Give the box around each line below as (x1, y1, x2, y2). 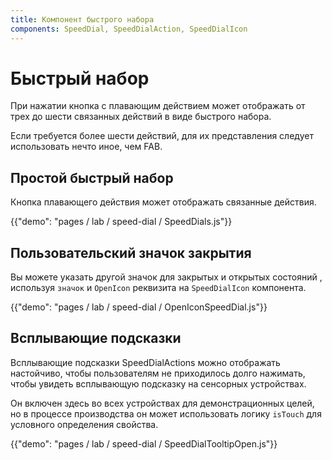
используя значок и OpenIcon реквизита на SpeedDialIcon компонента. (10, 282, 307, 294)
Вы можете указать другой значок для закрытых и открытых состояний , (10, 271, 323, 283)
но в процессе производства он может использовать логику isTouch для (10, 407, 322, 420)
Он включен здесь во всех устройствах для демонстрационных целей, (10, 397, 315, 409)
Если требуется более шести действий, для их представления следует (10, 130, 314, 142)
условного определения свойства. (10, 418, 159, 430)
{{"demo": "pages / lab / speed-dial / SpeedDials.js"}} (10, 216, 233, 228)
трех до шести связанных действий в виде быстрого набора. (10, 111, 272, 123)
